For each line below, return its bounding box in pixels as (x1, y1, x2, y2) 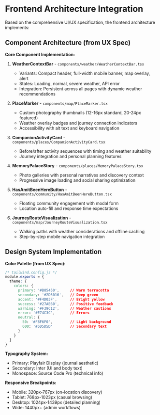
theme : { (9, 279, 27, 284)
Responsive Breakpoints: (5, 380, 57, 386)
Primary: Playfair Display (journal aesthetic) (12, 360, 99, 366)
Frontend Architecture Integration (5, 3, 144, 15)
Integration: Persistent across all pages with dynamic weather (19, 86, 143, 92)
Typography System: (5, 351, 48, 357)
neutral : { (17, 315, 40, 320)
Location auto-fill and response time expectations (19, 205, 118, 211)
